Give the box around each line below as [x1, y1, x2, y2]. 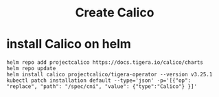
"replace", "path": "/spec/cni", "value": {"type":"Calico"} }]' [6, 83, 197, 90]
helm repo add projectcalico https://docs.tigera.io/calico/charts [6, 59, 204, 66]
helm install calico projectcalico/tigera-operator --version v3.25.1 [6, 71, 213, 78]
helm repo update [6, 65, 56, 72]
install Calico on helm [6, 36, 132, 52]
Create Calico [75, 5, 154, 21]
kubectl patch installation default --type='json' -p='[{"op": [6, 77, 192, 84]
